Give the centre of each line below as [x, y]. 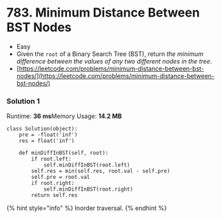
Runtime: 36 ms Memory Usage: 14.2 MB [64, 116]
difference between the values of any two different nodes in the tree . [114, 61]
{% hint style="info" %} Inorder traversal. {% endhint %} [87, 208]
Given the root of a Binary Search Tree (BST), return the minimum [110, 54]
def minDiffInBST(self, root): [64, 153]
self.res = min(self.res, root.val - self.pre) [101, 171]
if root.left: [51, 159]
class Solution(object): [42, 129]
